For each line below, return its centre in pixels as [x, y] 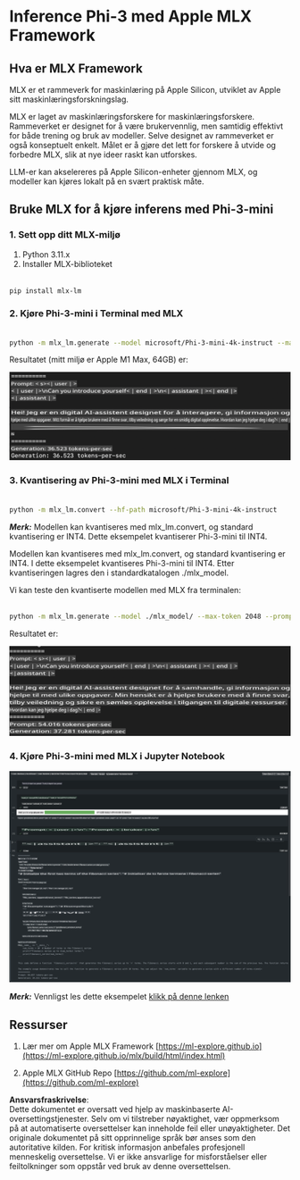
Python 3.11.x [46, 254]
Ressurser [39, 1025]
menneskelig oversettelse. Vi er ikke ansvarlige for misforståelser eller [138, 1157]
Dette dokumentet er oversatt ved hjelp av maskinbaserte [115, 1109]
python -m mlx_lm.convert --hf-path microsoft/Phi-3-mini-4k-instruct [143, 510]
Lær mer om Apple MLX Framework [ [90, 1046]
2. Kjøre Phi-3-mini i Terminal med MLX [96, 314]
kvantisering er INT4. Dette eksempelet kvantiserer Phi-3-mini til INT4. [138, 536]
